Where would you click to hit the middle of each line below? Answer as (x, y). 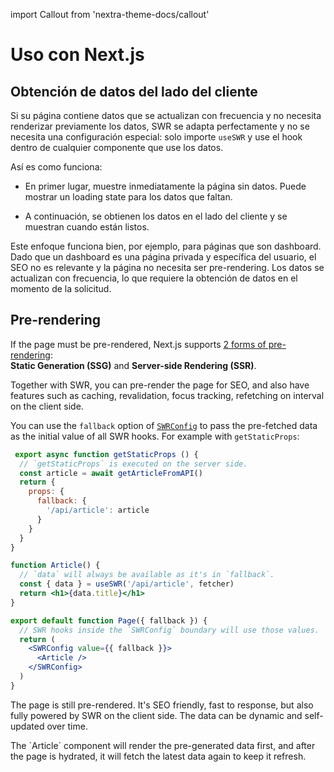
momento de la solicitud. (61, 288)
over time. (67, 726)
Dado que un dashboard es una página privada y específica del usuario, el (163, 257)
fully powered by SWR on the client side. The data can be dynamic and (156, 715)
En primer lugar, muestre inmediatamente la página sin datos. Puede (165, 186)
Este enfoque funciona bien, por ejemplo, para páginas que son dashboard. (166, 246)
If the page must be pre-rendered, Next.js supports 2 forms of (138, 344)
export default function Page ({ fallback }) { (109, 620)
